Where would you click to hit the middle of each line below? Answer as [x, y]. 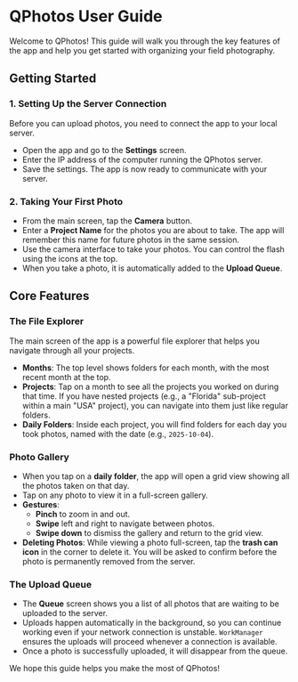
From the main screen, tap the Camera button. [107, 221]
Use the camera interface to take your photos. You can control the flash [153, 249]
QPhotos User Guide [86, 16]
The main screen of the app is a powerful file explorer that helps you [134, 341]
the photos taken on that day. [76, 485]
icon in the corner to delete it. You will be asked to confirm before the [149, 552]
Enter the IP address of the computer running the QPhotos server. [142, 159]
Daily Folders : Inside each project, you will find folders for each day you [154, 424]
